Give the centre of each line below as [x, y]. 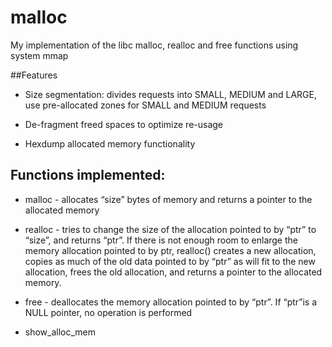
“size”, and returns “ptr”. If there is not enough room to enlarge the [161, 240]
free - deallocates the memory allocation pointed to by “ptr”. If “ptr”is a [171, 302]
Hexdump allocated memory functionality [110, 143]
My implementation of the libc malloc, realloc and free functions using [154, 45]
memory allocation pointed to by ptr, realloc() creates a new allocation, [170, 250]
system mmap [39, 55]
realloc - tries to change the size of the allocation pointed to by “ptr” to [170, 229]
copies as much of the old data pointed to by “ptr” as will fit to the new [170, 261]
